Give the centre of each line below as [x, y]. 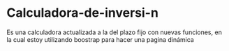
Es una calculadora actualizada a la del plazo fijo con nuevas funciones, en [114, 32]
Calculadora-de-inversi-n [82, 13]
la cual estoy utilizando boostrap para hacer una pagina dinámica [101, 39]
